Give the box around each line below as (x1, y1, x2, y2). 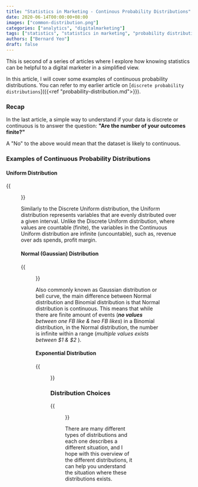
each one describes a (65, 437, 118, 445)
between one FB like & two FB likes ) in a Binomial (35, 317, 155, 324)
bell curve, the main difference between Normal (35, 292, 151, 300)
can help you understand (65, 463, 126, 469)
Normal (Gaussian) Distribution (21, 250, 99, 257)
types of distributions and (65, 432, 128, 438)
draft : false (6, 42, 38, 48)
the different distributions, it (65, 456, 133, 463)
